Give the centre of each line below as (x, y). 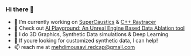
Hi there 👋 (20, 9)
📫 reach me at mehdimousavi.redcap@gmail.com (74, 47)
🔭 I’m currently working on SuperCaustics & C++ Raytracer (85, 22)
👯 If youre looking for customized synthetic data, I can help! (86, 41)
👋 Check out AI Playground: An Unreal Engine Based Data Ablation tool (99, 28)
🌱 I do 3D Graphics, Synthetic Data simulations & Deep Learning (91, 34)
